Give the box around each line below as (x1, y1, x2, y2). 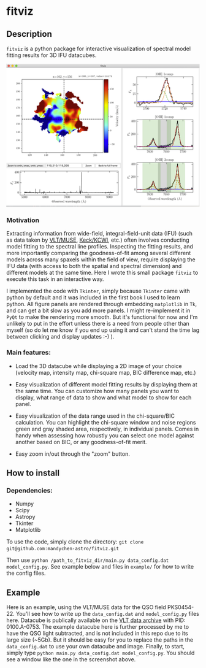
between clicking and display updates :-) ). (6, 333, 115, 340)
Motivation (6, 216, 40, 225)
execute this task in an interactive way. (6, 275, 104, 283)
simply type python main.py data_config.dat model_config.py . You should (6, 649, 195, 657)
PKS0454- (167, 604, 194, 611)
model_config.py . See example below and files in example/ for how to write (6, 563, 194, 570)
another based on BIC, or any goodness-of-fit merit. (15, 438, 147, 445)
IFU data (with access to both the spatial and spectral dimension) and (6, 263, 182, 270)
